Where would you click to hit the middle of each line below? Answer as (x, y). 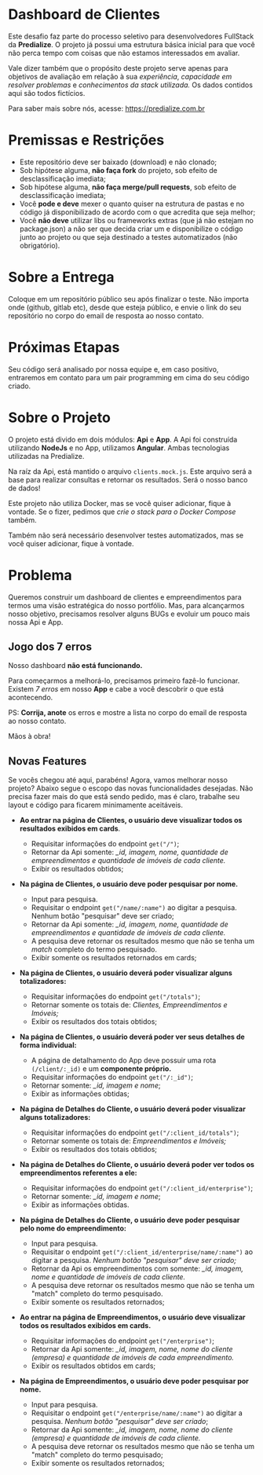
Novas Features (47, 761)
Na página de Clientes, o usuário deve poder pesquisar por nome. (128, 884)
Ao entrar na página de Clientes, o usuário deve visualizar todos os (131, 820)
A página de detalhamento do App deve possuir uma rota (124, 1060)
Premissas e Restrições (86, 140)
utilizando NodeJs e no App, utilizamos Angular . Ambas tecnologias (119, 448)
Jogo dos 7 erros (50, 647)
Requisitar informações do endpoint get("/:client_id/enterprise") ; (142, 1188)
